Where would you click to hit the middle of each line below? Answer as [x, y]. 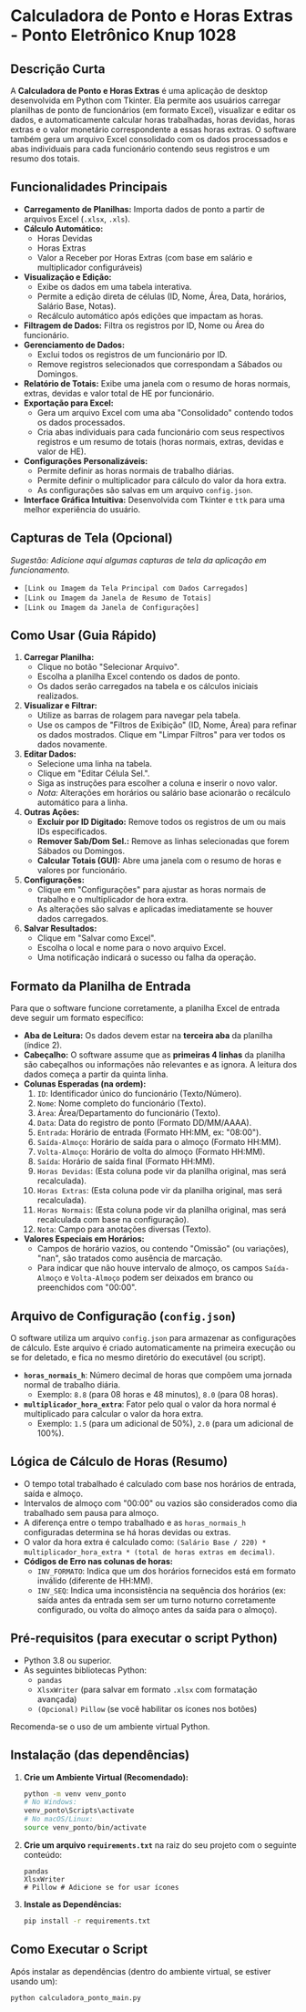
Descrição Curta [58, 69]
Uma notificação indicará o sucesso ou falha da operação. [147, 957]
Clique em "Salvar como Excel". [97, 938]
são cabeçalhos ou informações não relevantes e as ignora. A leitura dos [160, 1065]
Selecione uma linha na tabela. [95, 764]
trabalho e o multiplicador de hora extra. [112, 900]
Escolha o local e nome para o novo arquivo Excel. [132, 948]
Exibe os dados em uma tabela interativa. [114, 286]
